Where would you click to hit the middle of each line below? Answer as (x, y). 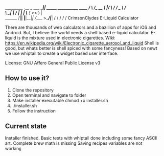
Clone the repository (33, 90)
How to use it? (27, 78)
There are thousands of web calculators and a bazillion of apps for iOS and (81, 27)
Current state (26, 126)
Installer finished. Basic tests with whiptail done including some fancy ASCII (81, 138)
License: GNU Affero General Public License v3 (53, 63)
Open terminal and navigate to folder (49, 95)
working (13, 148)
